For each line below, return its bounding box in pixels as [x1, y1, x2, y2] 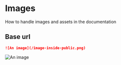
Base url [5, 33, 31, 41]
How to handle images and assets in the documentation [5, 19, 117, 25]
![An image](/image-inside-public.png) [5, 45, 86, 51]
